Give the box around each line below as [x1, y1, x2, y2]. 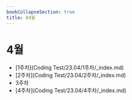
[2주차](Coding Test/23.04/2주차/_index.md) [15, 71, 127, 79]
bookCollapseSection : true [6, 9, 75, 15]
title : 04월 [6, 15, 35, 21]
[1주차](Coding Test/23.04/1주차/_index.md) [15, 64, 124, 71]
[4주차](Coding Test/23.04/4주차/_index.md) [15, 87, 127, 95]
